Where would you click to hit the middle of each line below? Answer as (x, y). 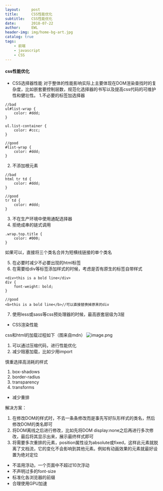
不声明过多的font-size (34, 471)
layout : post (23, 10)
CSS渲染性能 (25, 324)
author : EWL (21, 28)
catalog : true (20, 37)
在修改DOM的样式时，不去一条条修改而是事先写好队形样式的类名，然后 (83, 418)
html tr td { (18, 179)
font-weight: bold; (34, 286)
